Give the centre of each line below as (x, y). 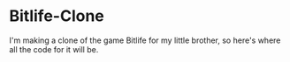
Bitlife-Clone (57, 16)
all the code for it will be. (54, 49)
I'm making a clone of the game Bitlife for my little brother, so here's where (145, 40)
